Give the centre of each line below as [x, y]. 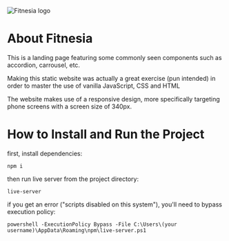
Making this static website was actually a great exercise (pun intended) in [111, 78]
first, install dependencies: [45, 153]
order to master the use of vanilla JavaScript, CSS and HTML [94, 86]
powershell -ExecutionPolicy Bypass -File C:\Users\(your [92, 224]
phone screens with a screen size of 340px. [70, 106]
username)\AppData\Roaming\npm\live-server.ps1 [77, 230]
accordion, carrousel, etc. [44, 65]
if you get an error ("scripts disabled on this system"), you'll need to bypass [115, 204]
